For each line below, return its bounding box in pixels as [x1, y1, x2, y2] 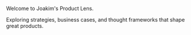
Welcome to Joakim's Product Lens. [6, 5, 94, 12]
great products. [6, 23, 44, 29]
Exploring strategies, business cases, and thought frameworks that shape [6, 16, 185, 23]
